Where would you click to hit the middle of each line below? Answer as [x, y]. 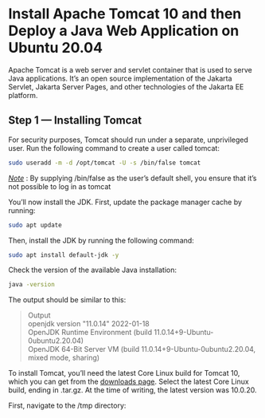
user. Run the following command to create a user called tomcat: [114, 148]
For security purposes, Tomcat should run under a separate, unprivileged [129, 140]
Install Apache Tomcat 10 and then [125, 14]
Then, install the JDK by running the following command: [101, 240]
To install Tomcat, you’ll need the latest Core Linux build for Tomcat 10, [124, 373]
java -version [32, 285]
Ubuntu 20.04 [56, 48]
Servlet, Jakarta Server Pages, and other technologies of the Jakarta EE [126, 87]
